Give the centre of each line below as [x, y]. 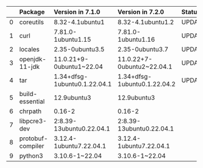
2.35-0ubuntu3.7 [143, 49]
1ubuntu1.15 [72, 40]
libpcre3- [33, 121]
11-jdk [29, 67]
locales [29, 49]
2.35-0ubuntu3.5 [79, 49]
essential [32, 101]
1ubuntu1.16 [136, 40]
